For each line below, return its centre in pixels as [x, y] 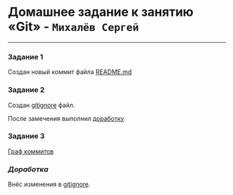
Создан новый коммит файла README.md [70, 72]
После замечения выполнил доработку [66, 118]
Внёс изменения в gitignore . [49, 185]
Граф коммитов [31, 151]
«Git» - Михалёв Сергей [73, 27]
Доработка [28, 169]
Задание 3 [26, 136]
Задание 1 [26, 57]
